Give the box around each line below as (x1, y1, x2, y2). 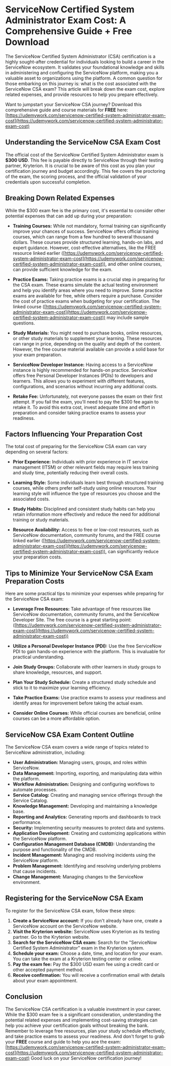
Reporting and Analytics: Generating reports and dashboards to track (12, 814, 161, 820)
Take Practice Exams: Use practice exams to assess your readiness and (12, 695, 166, 701)
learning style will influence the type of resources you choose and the (12, 491, 160, 497)
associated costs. (12, 496, 50, 502)
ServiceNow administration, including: (5, 750, 85, 755)
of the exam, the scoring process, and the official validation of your (5, 173, 147, 179)
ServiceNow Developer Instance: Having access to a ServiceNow (12, 361, 153, 368)
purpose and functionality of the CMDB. (12, 847, 97, 852)
